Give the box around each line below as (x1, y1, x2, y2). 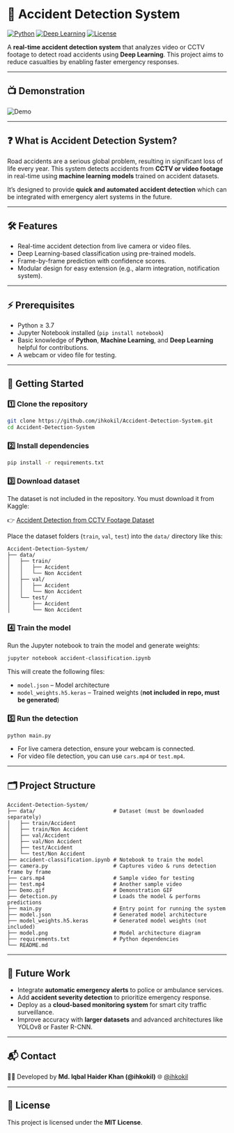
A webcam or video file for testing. (17, 351, 117, 360)
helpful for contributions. (17, 344, 89, 352)
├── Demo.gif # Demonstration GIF (7, 887, 173, 894)
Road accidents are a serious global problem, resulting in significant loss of (7, 157, 223, 165)
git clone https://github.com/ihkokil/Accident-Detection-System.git (7, 417, 214, 424)
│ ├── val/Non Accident (7, 838, 82, 845)
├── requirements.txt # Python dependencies (7, 936, 179, 943)
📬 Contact (7, 1050, 56, 1062)
